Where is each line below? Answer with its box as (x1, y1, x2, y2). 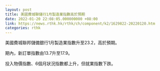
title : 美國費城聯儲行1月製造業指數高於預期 (5, 12, 85, 17)
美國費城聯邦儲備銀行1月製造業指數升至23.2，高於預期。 (5, 40, 120, 46)
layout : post (5, 7, 32, 12)
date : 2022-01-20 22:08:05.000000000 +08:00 (5, 16, 98, 21)
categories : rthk (5, 26, 41, 31)
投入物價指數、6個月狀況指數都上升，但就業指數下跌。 (5, 61, 116, 67)
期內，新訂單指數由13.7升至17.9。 (5, 50, 73, 56)
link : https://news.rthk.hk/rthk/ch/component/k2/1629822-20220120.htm (5, 21, 155, 26)
